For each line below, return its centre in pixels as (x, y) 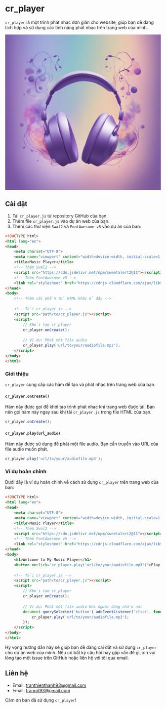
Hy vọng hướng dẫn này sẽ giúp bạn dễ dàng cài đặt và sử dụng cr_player (81, 647)
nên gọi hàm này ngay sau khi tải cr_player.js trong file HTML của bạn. (78, 412)
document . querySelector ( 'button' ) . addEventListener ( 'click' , (87, 612)
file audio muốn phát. (27, 449)
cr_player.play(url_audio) (33, 433)
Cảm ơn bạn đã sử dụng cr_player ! (41, 700)
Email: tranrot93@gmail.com (41, 690)
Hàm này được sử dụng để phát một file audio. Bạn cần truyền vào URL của (82, 444)
